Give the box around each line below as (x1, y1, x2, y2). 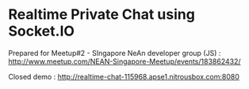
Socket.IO (8, 22, 75, 40)
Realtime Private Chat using (8, 6, 196, 24)
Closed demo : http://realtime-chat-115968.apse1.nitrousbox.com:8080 (8, 72, 240, 81)
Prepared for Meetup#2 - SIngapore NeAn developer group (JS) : (8, 48, 221, 57)
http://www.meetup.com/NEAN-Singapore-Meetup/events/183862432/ (8, 57, 241, 66)
